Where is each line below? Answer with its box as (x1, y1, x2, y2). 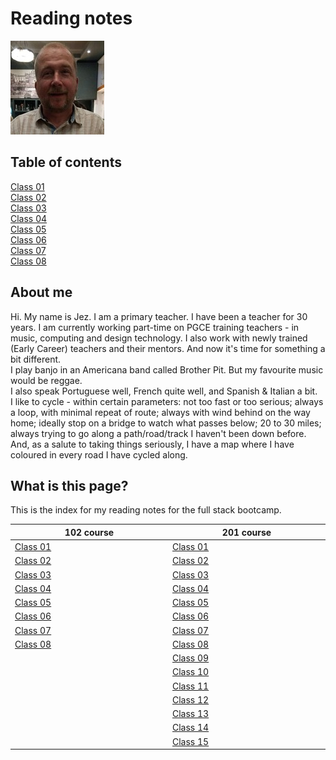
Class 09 (172, 652, 210, 664)
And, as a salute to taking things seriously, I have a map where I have (10, 438, 295, 450)
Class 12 (172, 693, 210, 706)
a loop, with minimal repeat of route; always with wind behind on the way (10, 406, 311, 418)
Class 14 (172, 722, 210, 734)
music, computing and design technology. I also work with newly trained (10, 332, 308, 344)
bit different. (10, 353, 62, 365)
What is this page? (10, 477, 129, 494)
